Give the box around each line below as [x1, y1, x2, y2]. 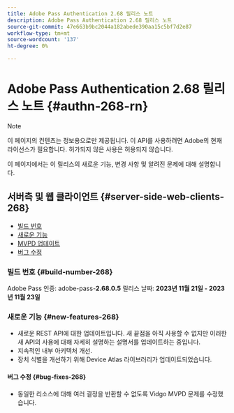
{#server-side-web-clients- [100, 191, 225, 203]
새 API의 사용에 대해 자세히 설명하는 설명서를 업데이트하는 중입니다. [17, 338, 201, 346]
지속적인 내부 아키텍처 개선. [17, 347, 93, 355]
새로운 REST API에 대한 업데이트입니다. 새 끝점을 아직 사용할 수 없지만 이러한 [17, 329, 227, 338]
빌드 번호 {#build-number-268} [7, 266, 113, 276]
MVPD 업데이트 [17, 239, 61, 248]
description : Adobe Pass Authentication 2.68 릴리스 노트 [7, 17, 173, 24]
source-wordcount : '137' [7, 36, 80, 43]
